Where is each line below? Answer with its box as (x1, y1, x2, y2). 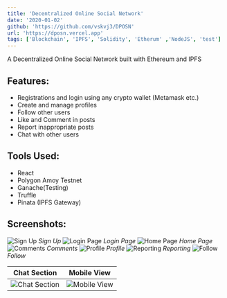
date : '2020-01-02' (7, 17, 64, 24)
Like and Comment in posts (17, 115, 96, 123)
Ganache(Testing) (17, 183, 69, 191)
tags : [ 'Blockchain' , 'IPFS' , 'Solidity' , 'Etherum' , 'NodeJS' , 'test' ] (7, 36, 221, 43)
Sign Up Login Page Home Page (38, 236, 213, 245)
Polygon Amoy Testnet (17, 176, 82, 184)
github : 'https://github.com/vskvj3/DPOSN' (7, 23, 135, 30)
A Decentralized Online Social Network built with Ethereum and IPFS (7, 55, 202, 63)
